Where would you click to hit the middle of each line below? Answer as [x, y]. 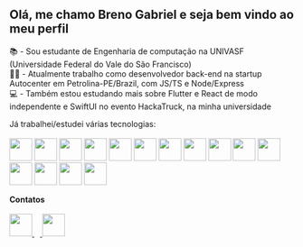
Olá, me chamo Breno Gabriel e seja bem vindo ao [151, 15]
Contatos [27, 199]
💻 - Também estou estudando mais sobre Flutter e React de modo [133, 93]
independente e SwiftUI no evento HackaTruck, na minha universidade [140, 106]
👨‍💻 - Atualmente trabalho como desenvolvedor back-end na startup [136, 73]
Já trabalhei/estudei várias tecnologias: [83, 123]
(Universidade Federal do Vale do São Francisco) [100, 64]
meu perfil [39, 29]
